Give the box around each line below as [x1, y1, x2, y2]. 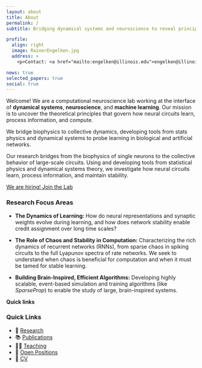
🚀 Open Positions [14, 348, 58, 355]
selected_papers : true [6, 75, 63, 81]
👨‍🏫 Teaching [14, 342, 47, 349]
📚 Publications [14, 333, 53, 340]
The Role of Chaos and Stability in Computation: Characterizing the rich [14, 236, 196, 244]
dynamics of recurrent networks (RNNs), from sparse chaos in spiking [14, 243, 189, 250]
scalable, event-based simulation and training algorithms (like [14, 280, 168, 287]
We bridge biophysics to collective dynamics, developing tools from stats [6, 128, 188, 135]
